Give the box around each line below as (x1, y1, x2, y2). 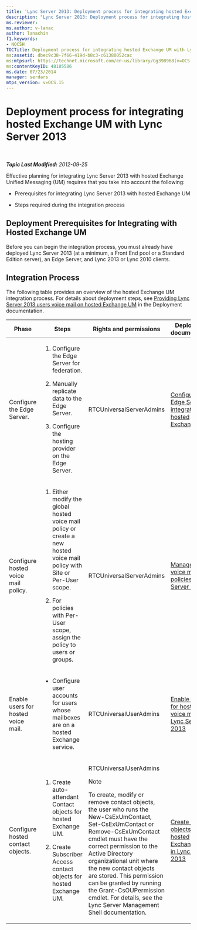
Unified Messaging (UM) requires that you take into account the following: (6, 178, 185, 185)
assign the (52, 633, 81, 641)
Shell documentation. (88, 908, 147, 916)
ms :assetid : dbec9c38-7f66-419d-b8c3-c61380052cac (6, 52, 133, 58)
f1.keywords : (6, 36, 38, 42)
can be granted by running (88, 879, 161, 887)
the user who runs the (88, 805, 149, 814)
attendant (52, 792, 79, 801)
